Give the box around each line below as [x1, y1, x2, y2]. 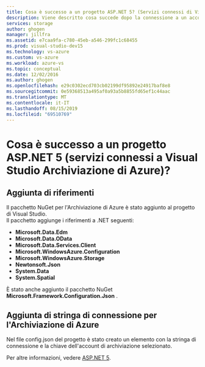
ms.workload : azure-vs [6, 60, 64, 66]
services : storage [6, 20, 53, 26]
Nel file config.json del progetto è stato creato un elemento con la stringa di [6, 336, 196, 343]
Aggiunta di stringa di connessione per [6, 310, 157, 321]
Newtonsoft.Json [15, 261, 61, 269]
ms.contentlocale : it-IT [6, 100, 70, 106]
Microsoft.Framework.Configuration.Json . [6, 293, 118, 300]
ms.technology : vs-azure [6, 49, 70, 55]
